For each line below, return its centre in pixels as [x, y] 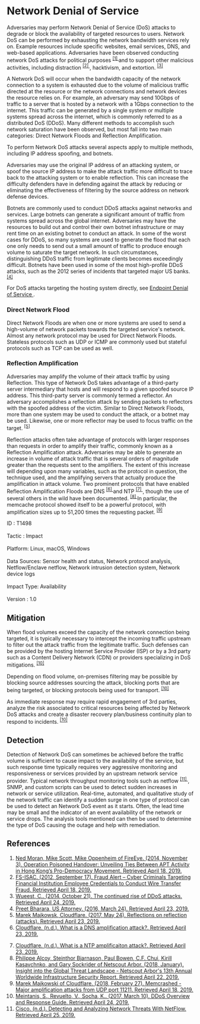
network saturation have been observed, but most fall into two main [89, 130]
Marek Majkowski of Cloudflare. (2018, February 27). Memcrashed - [98, 983]
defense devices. [28, 197]
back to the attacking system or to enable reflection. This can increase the [98, 178]
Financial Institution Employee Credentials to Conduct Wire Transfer [98, 883]
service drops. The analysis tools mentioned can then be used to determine [99, 818]
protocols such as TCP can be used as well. [60, 348]
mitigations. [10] [26, 664]
